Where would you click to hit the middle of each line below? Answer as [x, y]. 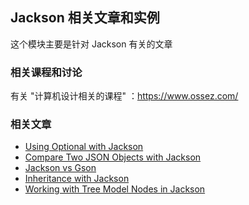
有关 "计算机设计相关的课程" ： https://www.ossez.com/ [124, 96]
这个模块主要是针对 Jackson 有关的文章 [91, 44]
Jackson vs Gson [60, 168]
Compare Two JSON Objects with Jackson [113, 157]
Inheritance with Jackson [77, 179]
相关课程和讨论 [46, 72]
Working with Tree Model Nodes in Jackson [115, 189]
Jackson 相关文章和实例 [85, 18]
